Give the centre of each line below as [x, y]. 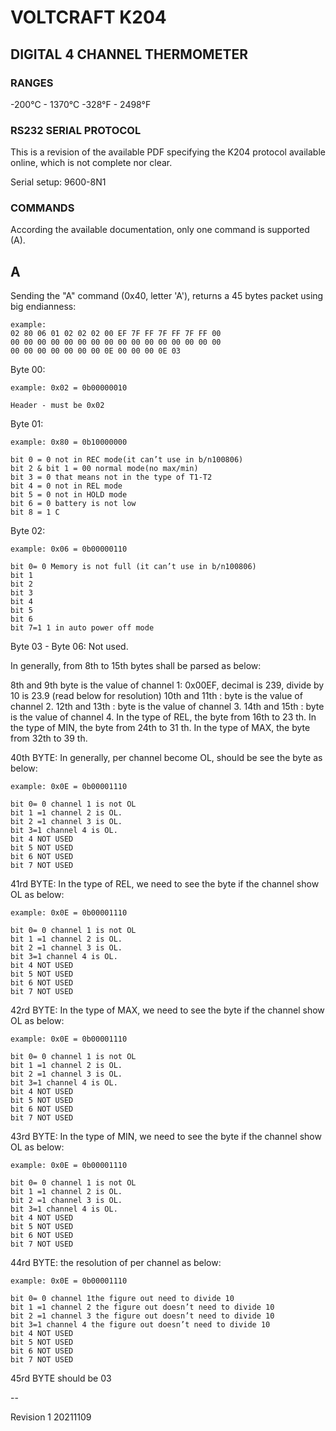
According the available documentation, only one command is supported [160, 230]
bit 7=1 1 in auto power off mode [82, 628]
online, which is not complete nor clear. [91, 163]
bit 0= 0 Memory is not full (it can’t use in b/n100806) [133, 567]
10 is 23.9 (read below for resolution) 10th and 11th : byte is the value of [156, 696]
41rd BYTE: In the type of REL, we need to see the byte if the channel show [165, 884]
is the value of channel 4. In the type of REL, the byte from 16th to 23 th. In [163, 717]
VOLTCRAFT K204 [88, 17]
